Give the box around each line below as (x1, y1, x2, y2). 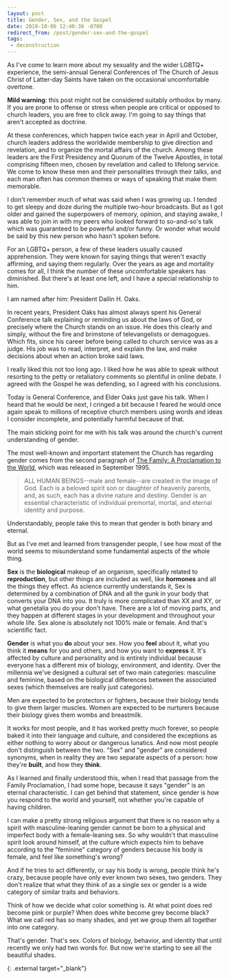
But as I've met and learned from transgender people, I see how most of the (7, 540, 222, 547)
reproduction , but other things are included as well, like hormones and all (7, 575, 216, 583)
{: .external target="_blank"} (7, 965, 87, 972)
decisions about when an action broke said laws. (7, 352, 145, 360)
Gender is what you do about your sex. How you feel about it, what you (7, 639, 209, 647)
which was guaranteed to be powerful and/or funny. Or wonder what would (7, 224, 220, 233)
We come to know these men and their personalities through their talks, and (7, 167, 222, 176)
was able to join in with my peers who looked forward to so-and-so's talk (7, 217, 214, 225)
